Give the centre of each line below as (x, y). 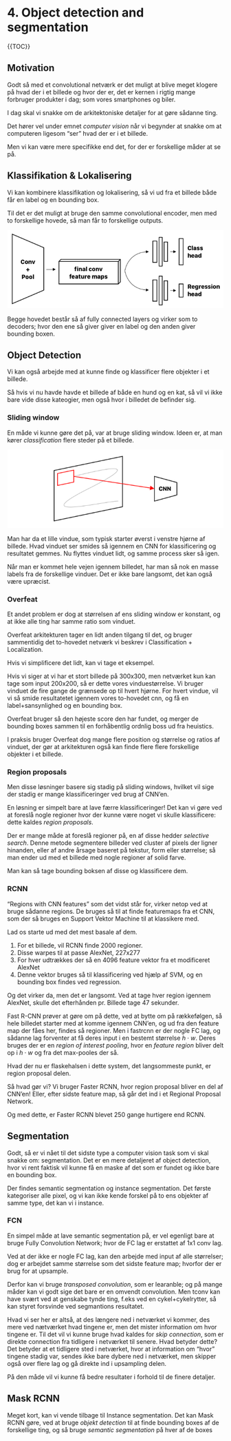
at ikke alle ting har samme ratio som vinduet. (71, 622)
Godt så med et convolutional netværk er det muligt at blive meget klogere (112, 85)
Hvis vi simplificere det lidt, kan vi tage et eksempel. (81, 663)
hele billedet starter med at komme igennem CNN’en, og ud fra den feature (113, 1023)
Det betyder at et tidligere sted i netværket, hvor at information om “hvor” (111, 1349)
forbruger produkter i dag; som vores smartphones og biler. (91, 99)
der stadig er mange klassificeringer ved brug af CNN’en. (88, 795)
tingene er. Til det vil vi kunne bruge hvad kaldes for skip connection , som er (115, 1334)
